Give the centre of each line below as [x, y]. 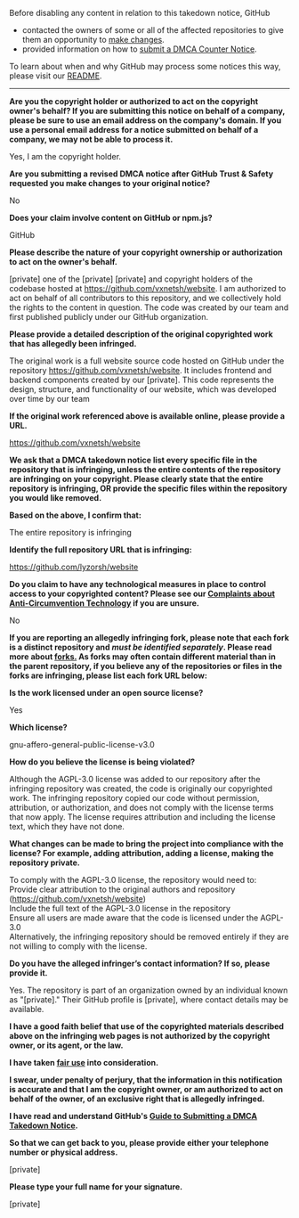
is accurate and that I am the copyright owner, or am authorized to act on [146, 1089]
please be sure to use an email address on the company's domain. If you [145, 120]
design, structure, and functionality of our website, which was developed [143, 389]
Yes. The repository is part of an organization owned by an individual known [149, 990]
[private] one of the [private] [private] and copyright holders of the [131, 279]
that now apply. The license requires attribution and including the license [142, 817]
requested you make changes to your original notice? [110, 183]
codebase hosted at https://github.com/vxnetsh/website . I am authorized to [148, 288]
